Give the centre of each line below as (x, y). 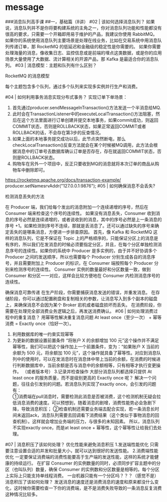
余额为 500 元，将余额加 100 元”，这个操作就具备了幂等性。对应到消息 (84, 352)
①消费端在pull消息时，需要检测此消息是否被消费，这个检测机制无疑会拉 (86, 396)
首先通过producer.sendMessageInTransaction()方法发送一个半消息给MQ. (87, 107)
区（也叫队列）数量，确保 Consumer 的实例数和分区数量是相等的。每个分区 (83, 469)
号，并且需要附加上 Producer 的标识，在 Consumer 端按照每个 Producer (79, 263)
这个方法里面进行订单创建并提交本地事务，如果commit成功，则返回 (90, 120)
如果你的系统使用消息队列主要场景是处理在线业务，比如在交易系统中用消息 (81, 40)
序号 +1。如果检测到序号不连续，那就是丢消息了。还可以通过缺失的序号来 (80, 225)
